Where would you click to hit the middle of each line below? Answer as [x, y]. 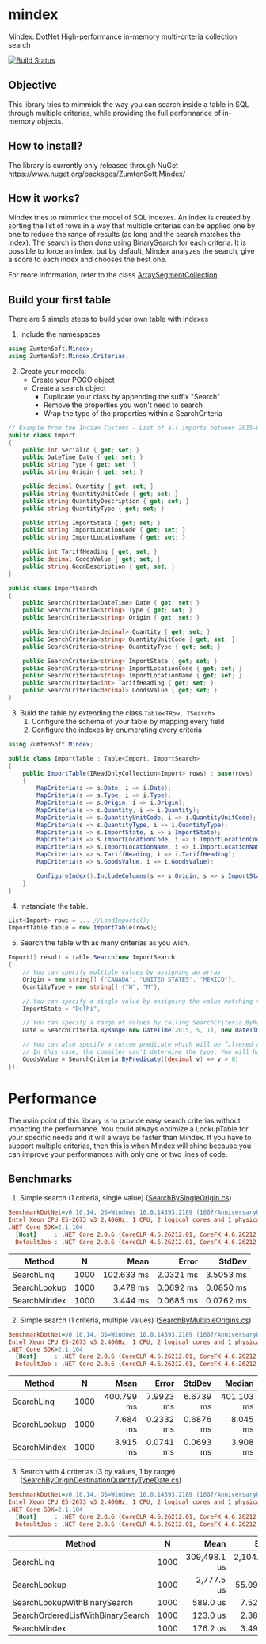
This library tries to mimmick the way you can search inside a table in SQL [129, 104]
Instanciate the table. [54, 906]
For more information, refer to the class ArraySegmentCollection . [114, 275]
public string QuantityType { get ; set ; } [93, 509]
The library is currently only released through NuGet [93, 165]
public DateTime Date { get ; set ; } [83, 457]
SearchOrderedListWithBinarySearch [81, 1615]
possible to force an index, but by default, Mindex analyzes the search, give [131, 251]
